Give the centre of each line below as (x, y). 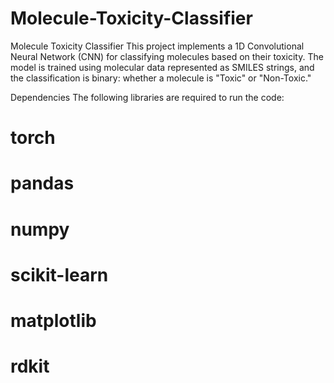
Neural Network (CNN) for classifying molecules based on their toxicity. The (167, 56)
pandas (42, 183)
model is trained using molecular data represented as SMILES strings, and (162, 67)
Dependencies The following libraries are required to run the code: (147, 97)
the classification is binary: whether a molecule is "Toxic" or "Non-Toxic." (161, 78)
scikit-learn (59, 274)
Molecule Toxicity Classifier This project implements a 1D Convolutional (157, 46)
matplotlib (53, 320)
